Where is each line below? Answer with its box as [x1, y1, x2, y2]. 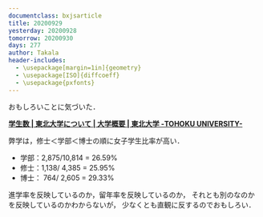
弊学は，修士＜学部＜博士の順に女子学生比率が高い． [8, 135, 184, 145]
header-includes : [8, 57, 67, 65]
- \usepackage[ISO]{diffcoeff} [15, 71, 120, 79]
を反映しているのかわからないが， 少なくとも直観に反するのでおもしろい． [8, 199, 256, 209]
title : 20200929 [8, 19, 63, 27]
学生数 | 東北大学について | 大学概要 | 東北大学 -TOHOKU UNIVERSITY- [8, 119, 243, 128]
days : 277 [8, 42, 42, 50]
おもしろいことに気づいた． [8, 102, 100, 111]
